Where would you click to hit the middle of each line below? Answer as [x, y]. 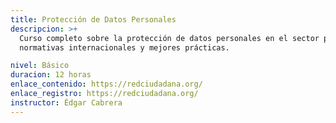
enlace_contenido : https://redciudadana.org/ [106, 84]
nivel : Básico [40, 66]
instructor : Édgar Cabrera [66, 102]
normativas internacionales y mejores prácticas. [124, 47]
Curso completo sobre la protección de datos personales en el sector [169, 38]
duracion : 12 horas [51, 75]
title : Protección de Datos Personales [93, 19]
